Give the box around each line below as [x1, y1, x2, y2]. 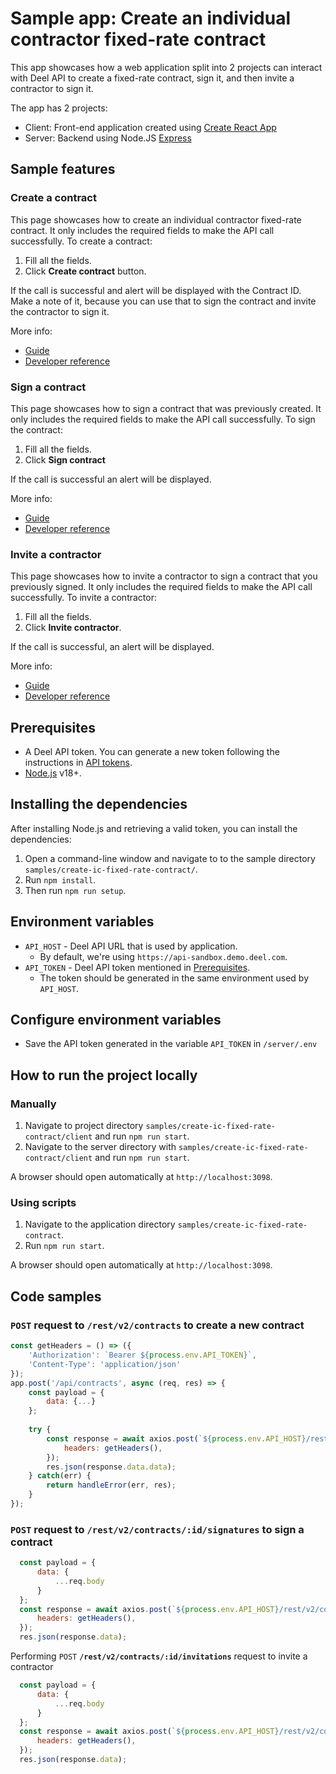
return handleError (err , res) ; [46, 1480, 177, 1491]
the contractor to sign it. [10, 305, 110, 317]
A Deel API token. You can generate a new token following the [24, 746, 280, 758]
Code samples [10, 1288, 102, 1305]
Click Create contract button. [24, 265, 147, 277]
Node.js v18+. [24, 767, 82, 779]
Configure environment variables [10, 1012, 222, 1029]
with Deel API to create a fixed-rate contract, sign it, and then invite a [10, 72, 295, 84]
